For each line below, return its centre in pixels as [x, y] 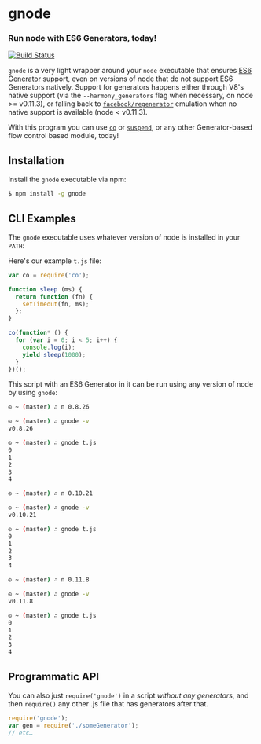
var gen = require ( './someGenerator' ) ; [74, 725]
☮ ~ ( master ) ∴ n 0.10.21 [50, 493]
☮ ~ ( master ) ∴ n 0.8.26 [49, 407]
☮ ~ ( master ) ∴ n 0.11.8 [49, 580]
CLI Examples [42, 218]
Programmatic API [54, 676]
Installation [36, 161]
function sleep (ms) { [45, 289]
